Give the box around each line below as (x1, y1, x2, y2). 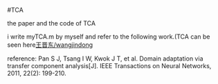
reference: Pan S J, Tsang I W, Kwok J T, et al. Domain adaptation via (7, 54, 203, 63)
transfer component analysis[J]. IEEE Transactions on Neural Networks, (7, 62, 212, 70)
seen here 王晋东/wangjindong (7, 41, 93, 49)
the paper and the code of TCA (7, 19, 96, 27)
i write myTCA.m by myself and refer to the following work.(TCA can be (7, 32, 210, 41)
